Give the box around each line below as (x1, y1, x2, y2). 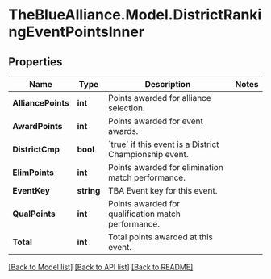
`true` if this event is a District (108, 139, 219, 150)
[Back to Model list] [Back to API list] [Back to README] (8, 262, 194, 272)
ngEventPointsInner (8, 23, 145, 41)
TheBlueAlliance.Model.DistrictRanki (8, 6, 262, 24)
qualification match (108, 208, 181, 219)
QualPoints (12, 208, 56, 219)
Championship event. (108, 149, 189, 160)
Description (144, 79, 191, 90)
